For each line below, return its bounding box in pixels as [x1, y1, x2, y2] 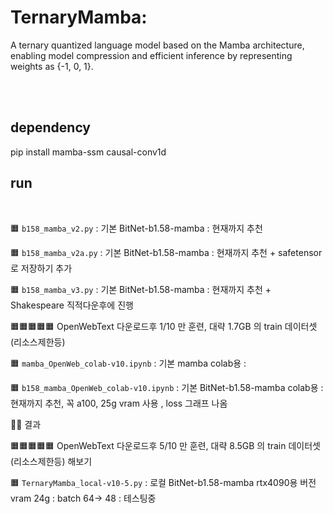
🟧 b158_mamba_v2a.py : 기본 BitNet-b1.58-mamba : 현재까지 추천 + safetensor [10, 246, 323, 258]
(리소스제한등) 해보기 [10, 455, 93, 467]
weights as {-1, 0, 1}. [10, 60, 94, 72]
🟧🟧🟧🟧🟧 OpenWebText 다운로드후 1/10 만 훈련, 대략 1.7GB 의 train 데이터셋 [10, 320, 318, 332]
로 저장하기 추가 [10, 262, 73, 274]
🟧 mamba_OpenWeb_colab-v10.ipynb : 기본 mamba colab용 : [10, 357, 247, 369]
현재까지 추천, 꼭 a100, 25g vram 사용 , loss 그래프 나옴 [10, 397, 228, 409]
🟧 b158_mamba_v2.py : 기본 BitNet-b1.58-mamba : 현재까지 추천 [10, 222, 263, 234]
